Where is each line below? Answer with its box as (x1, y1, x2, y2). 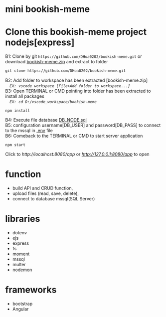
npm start (5, 143, 26, 148)
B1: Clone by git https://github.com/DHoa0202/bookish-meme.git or (5, 53, 142, 59)
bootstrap (12, 301, 33, 307)
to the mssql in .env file (5, 128, 53, 133)
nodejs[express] (5, 37, 75, 48)
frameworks (5, 284, 57, 296)
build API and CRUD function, (12, 185, 73, 191)
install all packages (5, 93, 45, 99)
